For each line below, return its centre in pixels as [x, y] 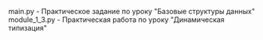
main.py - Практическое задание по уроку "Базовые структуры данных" [131, 11]
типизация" [28, 28]
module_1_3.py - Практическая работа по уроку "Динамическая [116, 20]
